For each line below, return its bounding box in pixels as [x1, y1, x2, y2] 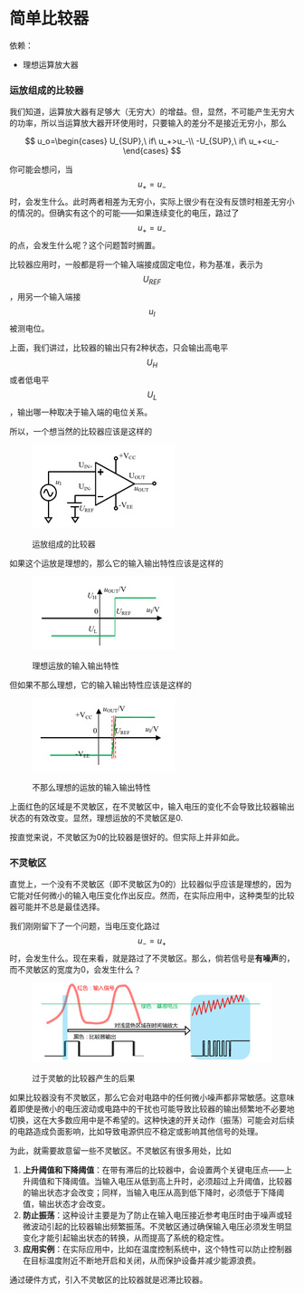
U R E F [143, 273, 161, 286]
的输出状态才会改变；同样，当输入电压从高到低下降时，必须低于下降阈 [22, 1187, 285, 1198]
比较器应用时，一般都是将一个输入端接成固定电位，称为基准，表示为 [9, 259, 263, 270]
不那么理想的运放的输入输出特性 [32, 782, 151, 793]
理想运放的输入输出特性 [32, 660, 119, 671]
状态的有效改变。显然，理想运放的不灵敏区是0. [9, 812, 184, 824]
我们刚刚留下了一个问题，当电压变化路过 [9, 921, 160, 932]
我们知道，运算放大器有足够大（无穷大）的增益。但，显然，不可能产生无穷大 [9, 106, 295, 118]
